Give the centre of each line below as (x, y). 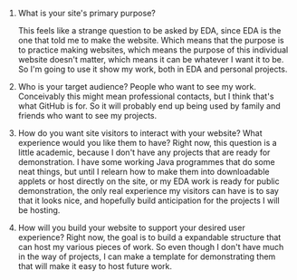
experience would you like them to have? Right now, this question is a (148, 143)
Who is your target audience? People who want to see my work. (137, 87)
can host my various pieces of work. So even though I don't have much (151, 247)
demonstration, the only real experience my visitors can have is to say (148, 191)
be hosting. (39, 210)
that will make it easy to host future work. (95, 266)
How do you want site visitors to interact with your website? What (140, 133)
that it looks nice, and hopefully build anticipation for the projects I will (148, 200)
